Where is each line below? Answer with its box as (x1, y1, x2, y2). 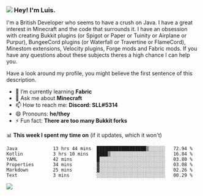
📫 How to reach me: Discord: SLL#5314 (15, 101, 118, 109)
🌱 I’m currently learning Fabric (15, 88, 92, 95)
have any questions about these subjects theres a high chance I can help (6, 51, 191, 59)
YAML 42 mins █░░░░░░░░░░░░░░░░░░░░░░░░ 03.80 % (6, 156, 193, 162)
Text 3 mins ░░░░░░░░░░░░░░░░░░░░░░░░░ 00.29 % (6, 172, 193, 178)
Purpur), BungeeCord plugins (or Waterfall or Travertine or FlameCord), (6, 38, 186, 45)
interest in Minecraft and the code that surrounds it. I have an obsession (6, 26, 188, 32)
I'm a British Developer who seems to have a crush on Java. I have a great (6, 19, 193, 26)
